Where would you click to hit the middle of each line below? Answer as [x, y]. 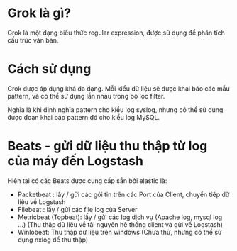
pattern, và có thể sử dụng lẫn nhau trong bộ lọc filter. [86, 96]
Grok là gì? [39, 13]
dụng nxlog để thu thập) [53, 240]
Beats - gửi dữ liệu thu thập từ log [108, 146]
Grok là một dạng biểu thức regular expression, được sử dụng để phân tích [116, 33]
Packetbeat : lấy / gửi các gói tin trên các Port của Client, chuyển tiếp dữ [123, 194]
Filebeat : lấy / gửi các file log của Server [77, 209]
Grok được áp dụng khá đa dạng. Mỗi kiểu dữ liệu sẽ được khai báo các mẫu [119, 88]
